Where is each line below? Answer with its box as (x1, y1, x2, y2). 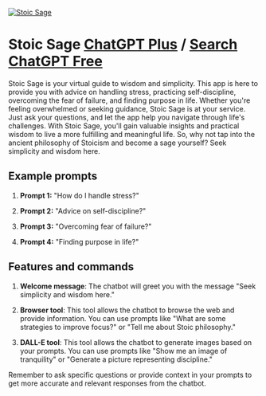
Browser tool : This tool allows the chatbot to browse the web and (19, 305, 235, 315)
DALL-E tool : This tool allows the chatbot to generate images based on (19, 337, 252, 347)
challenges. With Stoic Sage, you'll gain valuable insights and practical (8, 120, 240, 131)
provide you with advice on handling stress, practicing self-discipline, (8, 87, 237, 96)
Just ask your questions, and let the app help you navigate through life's (8, 112, 245, 122)
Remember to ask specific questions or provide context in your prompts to (8, 370, 252, 379)
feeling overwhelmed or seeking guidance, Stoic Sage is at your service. (8, 104, 246, 113)
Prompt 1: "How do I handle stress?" (19, 190, 139, 200)
